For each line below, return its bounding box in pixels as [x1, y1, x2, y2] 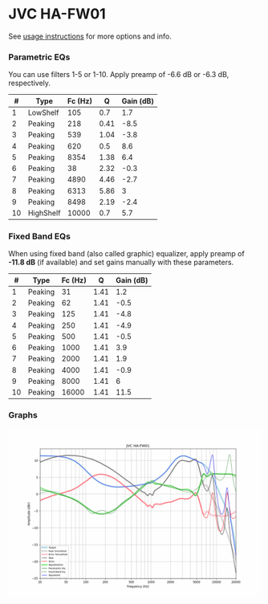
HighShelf [27, 208, 61, 218]
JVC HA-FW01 [8, 5, 106, 23]
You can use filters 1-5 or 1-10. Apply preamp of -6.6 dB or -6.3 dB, [8, 70, 229, 80]
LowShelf [27, 108, 59, 117]
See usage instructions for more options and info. [8, 31, 173, 41]
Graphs [8, 410, 38, 421]
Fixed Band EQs [8, 231, 71, 242]
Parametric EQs [8, 51, 71, 63]
